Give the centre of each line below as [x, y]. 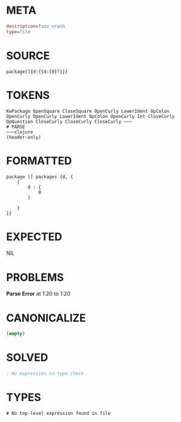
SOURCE [28, 56]
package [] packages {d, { [40, 176]
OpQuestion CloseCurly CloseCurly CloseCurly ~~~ [69, 122]
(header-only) [24, 137]
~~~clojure [20, 132]
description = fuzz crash [36, 26]
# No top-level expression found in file [59, 413]
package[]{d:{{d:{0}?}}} [37, 72]
